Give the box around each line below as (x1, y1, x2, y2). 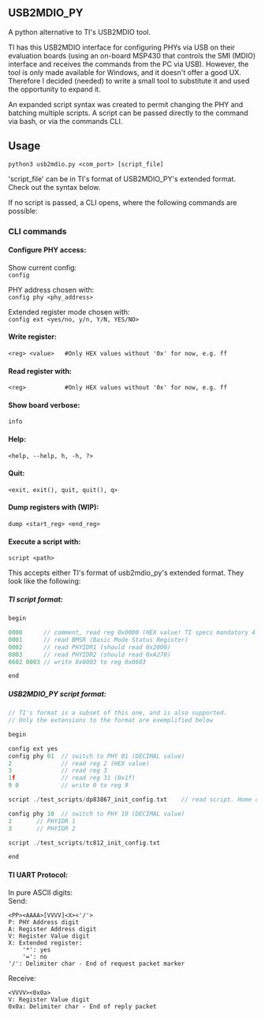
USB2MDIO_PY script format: (8, 689, 106, 699)
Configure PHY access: (8, 245, 87, 255)
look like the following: (8, 576, 81, 586)
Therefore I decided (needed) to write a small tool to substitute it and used (8, 76, 250, 85)
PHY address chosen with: (8, 285, 95, 294)
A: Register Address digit (8, 925, 97, 933)
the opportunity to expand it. (8, 84, 101, 94)
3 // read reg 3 (8, 766, 108, 775)
